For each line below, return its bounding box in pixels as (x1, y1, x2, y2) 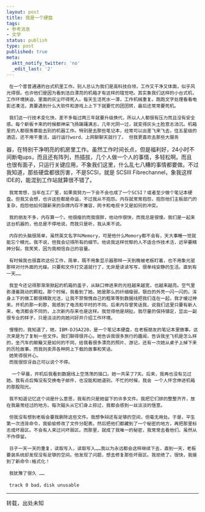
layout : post (6, 9, 40, 15)
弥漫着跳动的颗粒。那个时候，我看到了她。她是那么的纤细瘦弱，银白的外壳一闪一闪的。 (6, 289, 193, 295)
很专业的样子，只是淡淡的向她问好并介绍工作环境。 (6, 315, 116, 321)
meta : (6, 54, 20, 60)
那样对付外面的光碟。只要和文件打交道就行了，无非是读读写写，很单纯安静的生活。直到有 (6, 264, 197, 271)
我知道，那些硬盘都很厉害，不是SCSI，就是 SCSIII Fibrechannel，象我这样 (6, 169, 192, 176)
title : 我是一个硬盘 (6, 15, 53, 21)
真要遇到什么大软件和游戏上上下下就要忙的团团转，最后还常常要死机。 (29, 103, 179, 109)
